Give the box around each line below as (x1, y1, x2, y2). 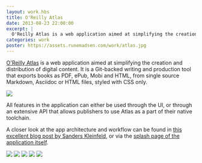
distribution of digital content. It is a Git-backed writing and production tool (6, 65, 191, 72)
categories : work (6, 37, 50, 43)
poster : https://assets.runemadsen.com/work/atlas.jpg (6, 43, 147, 49)
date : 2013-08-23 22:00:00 (6, 20, 74, 26)
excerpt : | (6, 25, 34, 32)
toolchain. (6, 114, 31, 121)
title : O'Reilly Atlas (6, 14, 63, 21)
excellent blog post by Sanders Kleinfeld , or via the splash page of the (6, 132, 180, 139)
